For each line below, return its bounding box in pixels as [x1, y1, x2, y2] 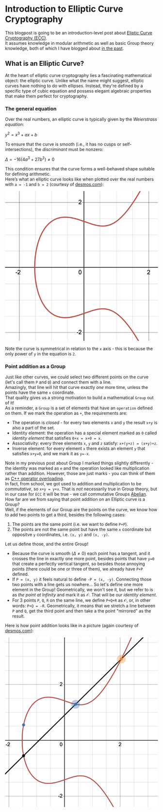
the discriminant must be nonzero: [34, 146, 103, 152]
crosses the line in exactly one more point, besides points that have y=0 [12, 556, 155, 562]
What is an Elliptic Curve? [5, 59, 84, 68]
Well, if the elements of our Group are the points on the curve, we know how [5, 507, 158, 513]
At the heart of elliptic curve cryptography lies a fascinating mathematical [5, 72, 152, 78]
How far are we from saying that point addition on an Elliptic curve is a [5, 497, 146, 502]
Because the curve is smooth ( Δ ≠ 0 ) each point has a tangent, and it [12, 551, 150, 556]
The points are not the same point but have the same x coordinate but [12, 527, 152, 533]
